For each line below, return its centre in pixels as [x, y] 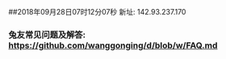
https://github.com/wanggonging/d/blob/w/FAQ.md [113, 45]
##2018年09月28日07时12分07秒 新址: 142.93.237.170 [97, 12]
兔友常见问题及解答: [47, 35]
